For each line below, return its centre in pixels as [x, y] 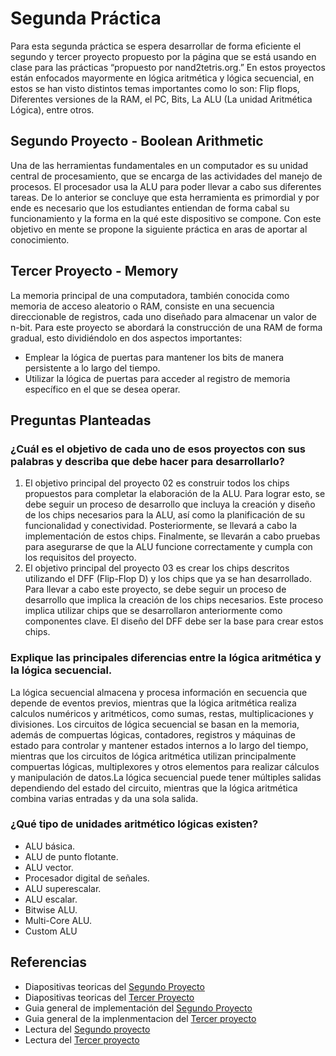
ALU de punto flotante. [71, 856]
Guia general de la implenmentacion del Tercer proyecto [140, 1018]
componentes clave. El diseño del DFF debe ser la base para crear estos [174, 621]
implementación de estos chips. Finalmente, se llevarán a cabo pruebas [172, 536]
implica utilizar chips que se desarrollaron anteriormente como [153, 611]
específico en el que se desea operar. [102, 389]
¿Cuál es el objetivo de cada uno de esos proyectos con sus [158, 449]
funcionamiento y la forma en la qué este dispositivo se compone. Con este [166, 218]
